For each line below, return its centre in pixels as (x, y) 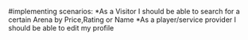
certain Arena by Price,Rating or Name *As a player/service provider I (122, 20)
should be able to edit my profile (61, 28)
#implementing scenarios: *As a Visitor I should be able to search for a (124, 11)
